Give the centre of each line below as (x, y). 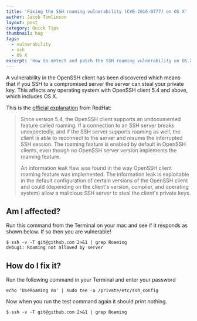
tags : (13, 39)
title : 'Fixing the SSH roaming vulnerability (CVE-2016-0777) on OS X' (97, 11)
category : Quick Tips (33, 28)
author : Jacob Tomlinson (36, 17)
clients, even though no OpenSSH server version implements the (98, 150)
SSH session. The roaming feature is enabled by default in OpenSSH (103, 144)
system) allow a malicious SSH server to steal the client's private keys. (106, 193)
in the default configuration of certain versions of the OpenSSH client (104, 180)
